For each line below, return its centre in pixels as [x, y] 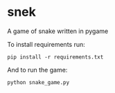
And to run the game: [37, 70]
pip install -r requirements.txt [55, 57]
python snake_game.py [38, 82]
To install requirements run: [46, 44]
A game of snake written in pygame [58, 31]
